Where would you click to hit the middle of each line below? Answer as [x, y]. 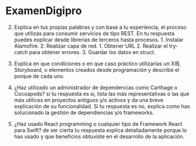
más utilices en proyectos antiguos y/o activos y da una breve [89, 100]
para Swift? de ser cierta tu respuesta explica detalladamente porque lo [100, 130]
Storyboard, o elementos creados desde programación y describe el [97, 69]
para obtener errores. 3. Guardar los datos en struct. [92, 52]
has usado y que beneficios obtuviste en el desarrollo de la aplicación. [99, 136]
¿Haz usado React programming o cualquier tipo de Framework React [98, 124]
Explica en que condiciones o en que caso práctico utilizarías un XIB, [97, 64]
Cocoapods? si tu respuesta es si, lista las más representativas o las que [102, 94]
